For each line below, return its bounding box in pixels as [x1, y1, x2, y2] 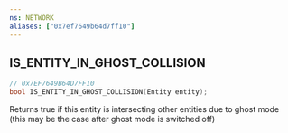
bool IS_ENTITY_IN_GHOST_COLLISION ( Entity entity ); [9, 88, 208, 97]
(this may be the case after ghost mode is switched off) [9, 114, 216, 125]
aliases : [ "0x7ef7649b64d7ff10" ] [9, 22, 135, 31]
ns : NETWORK [9, 13, 54, 23]
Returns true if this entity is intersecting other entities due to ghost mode [9, 104, 280, 115]
